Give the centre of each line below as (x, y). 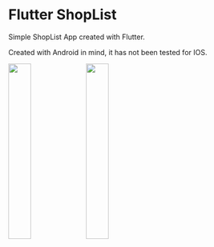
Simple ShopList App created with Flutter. (77, 37)
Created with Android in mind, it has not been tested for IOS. (108, 52)
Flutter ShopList (63, 15)
